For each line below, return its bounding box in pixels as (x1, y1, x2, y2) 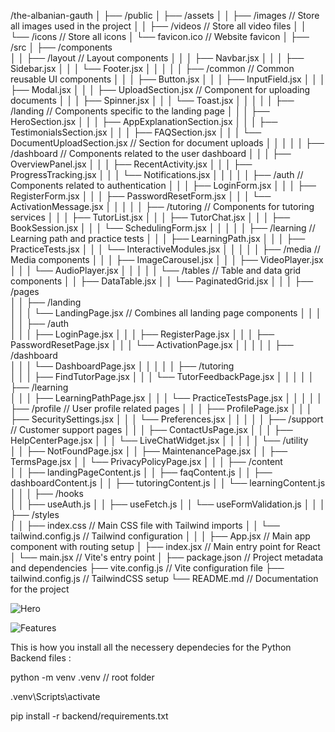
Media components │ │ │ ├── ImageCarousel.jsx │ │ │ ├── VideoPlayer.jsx (10, 254, 324, 265)
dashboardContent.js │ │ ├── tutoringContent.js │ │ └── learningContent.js (10, 477, 326, 489)
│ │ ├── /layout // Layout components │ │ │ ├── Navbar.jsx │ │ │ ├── (10, 52, 305, 64)
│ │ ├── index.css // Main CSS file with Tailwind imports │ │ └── (10, 520, 280, 531)
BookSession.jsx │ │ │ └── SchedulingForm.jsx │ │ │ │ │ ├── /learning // (10, 222, 316, 234)
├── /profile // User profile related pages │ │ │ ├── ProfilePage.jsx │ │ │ (10, 403, 313, 414)
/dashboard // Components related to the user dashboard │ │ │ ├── (10, 148, 292, 159)
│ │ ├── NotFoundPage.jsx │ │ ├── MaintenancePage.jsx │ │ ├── (10, 445, 288, 457)
